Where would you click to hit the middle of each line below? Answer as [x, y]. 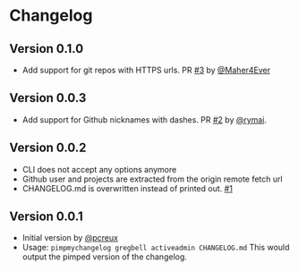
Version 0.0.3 [48, 98]
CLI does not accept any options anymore [99, 169]
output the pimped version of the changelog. [105, 257]
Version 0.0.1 [46, 217]
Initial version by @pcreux [70, 238]
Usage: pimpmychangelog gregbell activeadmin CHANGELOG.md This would [156, 248]
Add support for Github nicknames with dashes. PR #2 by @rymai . [144, 119]
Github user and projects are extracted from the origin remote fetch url [153, 179]
